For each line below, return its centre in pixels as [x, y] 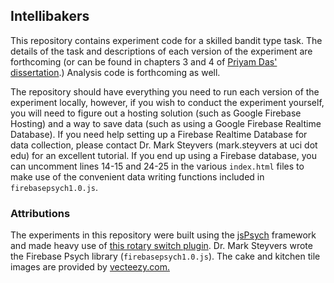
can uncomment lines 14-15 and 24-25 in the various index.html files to [157, 166]
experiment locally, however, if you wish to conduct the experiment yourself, [167, 102]
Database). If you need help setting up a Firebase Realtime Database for [159, 134]
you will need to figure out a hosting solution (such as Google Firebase [156, 113]
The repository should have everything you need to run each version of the [165, 91]
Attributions [40, 213]
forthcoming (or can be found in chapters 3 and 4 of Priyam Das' [144, 61]
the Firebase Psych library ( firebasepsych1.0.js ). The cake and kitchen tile [165, 256]
